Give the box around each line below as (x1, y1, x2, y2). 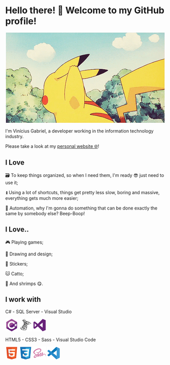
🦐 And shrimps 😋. (5, 280, 43, 286)
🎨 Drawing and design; (5, 251, 53, 257)
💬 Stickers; (5, 260, 28, 267)
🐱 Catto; (5, 270, 24, 277)
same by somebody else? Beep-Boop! (5, 210, 85, 216)
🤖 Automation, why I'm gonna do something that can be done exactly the (5, 205, 158, 211)
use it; (5, 179, 18, 186)
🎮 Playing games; (5, 239, 44, 245)
